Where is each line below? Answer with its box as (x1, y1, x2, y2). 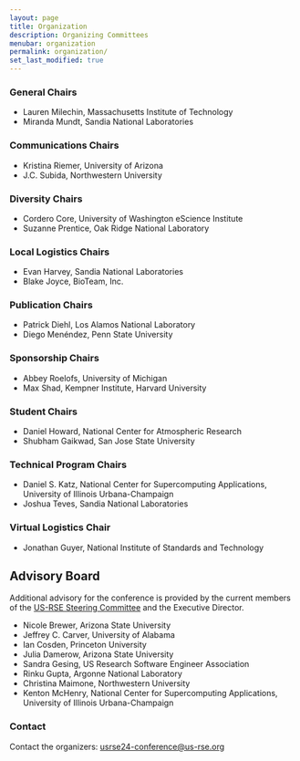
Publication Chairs (9, 298, 93, 311)
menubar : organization (9, 38, 96, 48)
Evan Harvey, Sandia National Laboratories (22, 266, 184, 277)
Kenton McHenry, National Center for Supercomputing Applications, (22, 688, 278, 699)
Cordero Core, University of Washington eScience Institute (22, 213, 243, 224)
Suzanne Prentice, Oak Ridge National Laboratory (22, 223, 210, 234)
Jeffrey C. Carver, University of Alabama (22, 630, 176, 641)
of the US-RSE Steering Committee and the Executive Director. (9, 602, 244, 613)
